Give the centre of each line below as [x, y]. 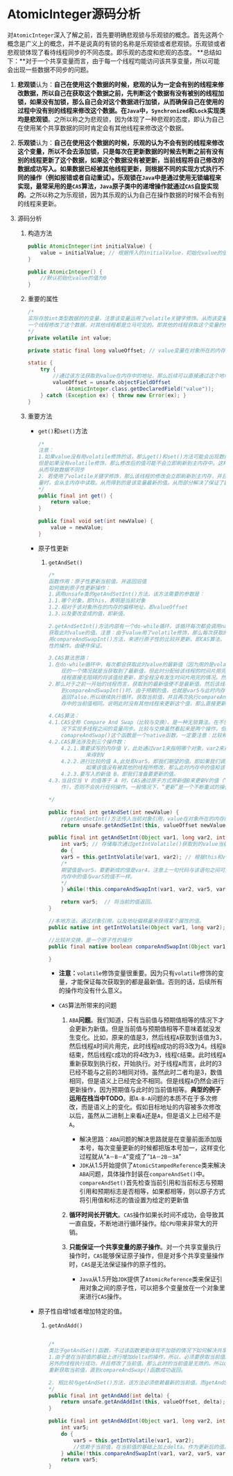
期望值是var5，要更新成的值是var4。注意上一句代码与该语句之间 [140, 870]
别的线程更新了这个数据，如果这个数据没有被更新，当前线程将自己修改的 [120, 160]
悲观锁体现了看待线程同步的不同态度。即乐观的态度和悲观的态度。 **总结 [111, 52]
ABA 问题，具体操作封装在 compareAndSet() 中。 [144, 1174]
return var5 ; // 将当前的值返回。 [108, 902]
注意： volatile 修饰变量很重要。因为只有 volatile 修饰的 [138, 973]
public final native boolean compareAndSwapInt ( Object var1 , [138, 947]
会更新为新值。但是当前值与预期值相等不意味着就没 [142, 1029]
